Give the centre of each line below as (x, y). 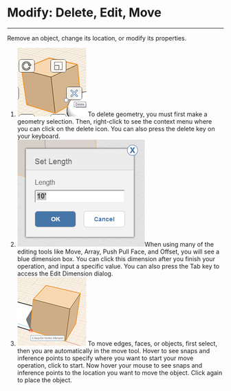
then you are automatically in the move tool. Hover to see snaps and (113, 350)
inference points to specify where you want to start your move (105, 358)
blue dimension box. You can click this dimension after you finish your (116, 258)
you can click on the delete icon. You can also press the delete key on (116, 129)
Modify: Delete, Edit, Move (84, 13)
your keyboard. (38, 136)
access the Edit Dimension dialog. (65, 273)
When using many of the (179, 244)
